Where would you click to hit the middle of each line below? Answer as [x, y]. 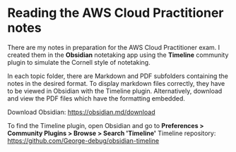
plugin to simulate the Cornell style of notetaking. [79, 62]
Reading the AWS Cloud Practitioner [116, 13]
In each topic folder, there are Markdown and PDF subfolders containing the [118, 76]
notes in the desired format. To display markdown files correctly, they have [116, 83]
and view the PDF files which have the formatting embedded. [96, 98]
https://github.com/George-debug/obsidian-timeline [83, 140]
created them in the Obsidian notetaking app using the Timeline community [118, 55]
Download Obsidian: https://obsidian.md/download [81, 112]
